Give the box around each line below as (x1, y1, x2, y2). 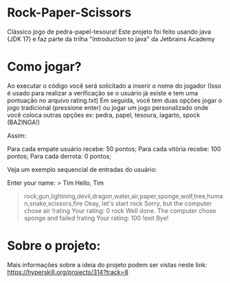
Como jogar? (7, 59, 82, 75)
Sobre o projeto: (7, 238, 101, 253)
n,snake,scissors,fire (23, 199, 83, 207)
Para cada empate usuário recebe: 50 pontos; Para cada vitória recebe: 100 (7, 144, 221, 152)
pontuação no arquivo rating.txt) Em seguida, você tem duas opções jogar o (7, 96, 222, 104)
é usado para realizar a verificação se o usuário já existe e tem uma (7, 89, 198, 97)
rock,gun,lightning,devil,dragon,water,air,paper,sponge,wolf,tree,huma (23, 192, 223, 200)
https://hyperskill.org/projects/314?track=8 (7, 268, 129, 276)
